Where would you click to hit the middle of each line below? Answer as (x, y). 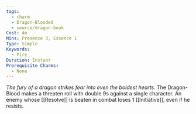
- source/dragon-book (38, 28)
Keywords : (18, 49)
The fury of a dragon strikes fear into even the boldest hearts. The (86, 87)
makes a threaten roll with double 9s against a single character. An (102, 94)
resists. (15, 106)
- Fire (19, 55)
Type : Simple (22, 44)
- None (19, 71)
